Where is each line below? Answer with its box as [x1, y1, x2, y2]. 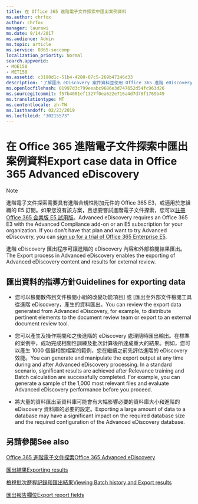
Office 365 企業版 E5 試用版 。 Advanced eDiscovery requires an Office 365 [6, 214, 188, 221]
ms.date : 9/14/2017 [6, 31, 54, 37]
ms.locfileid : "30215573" [6, 113, 70, 118]
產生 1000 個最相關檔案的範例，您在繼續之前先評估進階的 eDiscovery [19, 347, 188, 354]
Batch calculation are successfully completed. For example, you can [14, 374, 181, 380]
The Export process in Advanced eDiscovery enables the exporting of [6, 252, 176, 259]
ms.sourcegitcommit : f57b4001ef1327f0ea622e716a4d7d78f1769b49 [6, 91, 165, 97]
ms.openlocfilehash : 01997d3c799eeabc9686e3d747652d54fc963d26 [6, 85, 165, 91]
